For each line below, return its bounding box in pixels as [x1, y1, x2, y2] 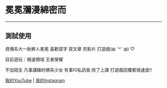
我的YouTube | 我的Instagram [5, 77, 65, 83]
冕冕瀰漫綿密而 [5, 4, 67, 16]
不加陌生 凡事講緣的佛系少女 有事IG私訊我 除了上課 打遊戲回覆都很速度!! [5, 67, 153, 73]
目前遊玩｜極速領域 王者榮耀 [5, 56, 63, 62]
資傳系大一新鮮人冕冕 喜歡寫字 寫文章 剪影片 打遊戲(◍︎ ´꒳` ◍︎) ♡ [5, 45, 135, 52]
